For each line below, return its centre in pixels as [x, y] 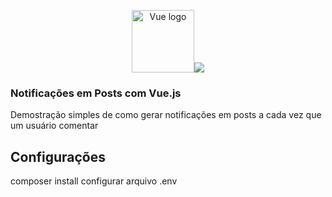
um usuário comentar [54, 126]
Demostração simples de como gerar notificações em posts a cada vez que [166, 115]
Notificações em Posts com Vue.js [96, 93]
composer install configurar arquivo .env [94, 181]
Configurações [58, 156]
